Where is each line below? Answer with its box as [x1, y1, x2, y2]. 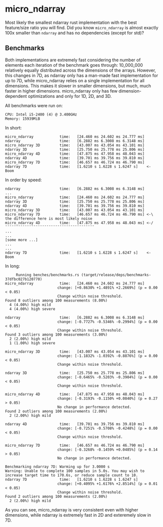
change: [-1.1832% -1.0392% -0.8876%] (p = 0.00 [57, 353, 158, 358]
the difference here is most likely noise [5, 216, 92, 221]
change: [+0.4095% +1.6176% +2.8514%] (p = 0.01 [57, 481, 158, 486]
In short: [5, 125, 22, 131]
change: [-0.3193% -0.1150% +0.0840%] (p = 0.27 [57, 396, 158, 401]
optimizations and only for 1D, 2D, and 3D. [28, 93, 112, 99]
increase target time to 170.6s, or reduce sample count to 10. [5, 472, 138, 478]
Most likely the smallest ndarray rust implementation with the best [5, 19, 137, 25]
